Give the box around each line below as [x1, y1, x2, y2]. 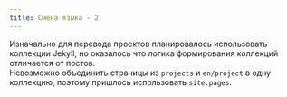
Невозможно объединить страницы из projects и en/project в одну [9, 67, 272, 78]
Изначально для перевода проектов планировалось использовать [9, 38, 268, 49]
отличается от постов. [9, 57, 96, 68]
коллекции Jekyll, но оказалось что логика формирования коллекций [9, 47, 279, 59]
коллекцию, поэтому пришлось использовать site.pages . [9, 76, 233, 87]
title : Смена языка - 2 [9, 13, 100, 23]
